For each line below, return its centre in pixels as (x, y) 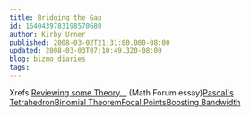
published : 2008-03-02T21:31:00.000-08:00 (90, 42)
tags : (19, 68)
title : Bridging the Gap (56, 17)
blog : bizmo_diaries (48, 59)
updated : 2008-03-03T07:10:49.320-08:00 (86, 51)
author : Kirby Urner (48, 34)
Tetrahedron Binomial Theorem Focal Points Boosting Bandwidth (125, 102)
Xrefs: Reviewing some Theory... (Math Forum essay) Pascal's (122, 92)
